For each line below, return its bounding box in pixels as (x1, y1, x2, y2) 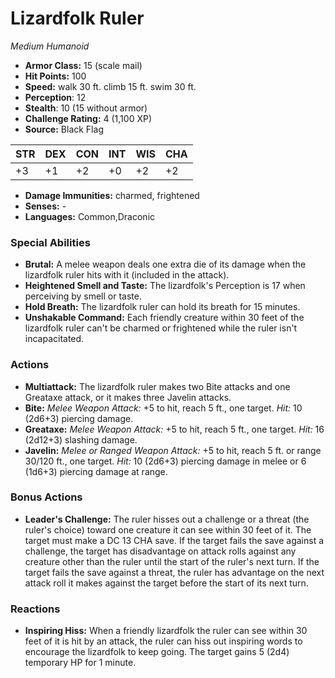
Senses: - (24, 200, 67, 212)
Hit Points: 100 (24, 70, 87, 82)
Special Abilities (10, 235, 91, 249)
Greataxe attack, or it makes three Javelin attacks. (24, 391, 232, 403)
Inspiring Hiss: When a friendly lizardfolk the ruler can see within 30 (24, 625, 308, 637)
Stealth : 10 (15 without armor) (24, 102, 148, 114)
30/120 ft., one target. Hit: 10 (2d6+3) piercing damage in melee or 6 (24, 455, 307, 467)
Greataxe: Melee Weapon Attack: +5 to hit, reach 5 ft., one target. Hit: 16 (24, 423, 325, 435)
